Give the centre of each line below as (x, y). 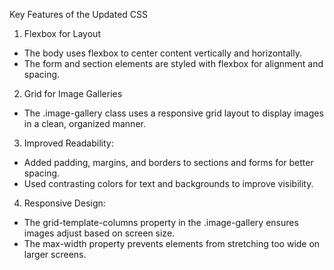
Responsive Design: (64, 203)
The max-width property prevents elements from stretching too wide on (172, 243)
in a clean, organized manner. (84, 123)
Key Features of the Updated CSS (79, 14)
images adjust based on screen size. (99, 233)
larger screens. (55, 254)
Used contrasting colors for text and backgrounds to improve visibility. (168, 183)
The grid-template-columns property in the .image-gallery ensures (161, 222)
